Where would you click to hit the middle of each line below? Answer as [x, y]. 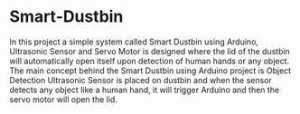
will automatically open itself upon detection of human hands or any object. [150, 61]
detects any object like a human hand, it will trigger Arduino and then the [145, 90]
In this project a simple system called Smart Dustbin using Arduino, [134, 42]
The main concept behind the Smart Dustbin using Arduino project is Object [150, 71]
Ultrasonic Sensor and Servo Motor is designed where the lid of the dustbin [150, 51]
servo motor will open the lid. [63, 99]
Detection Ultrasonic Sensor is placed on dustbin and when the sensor [141, 80]
